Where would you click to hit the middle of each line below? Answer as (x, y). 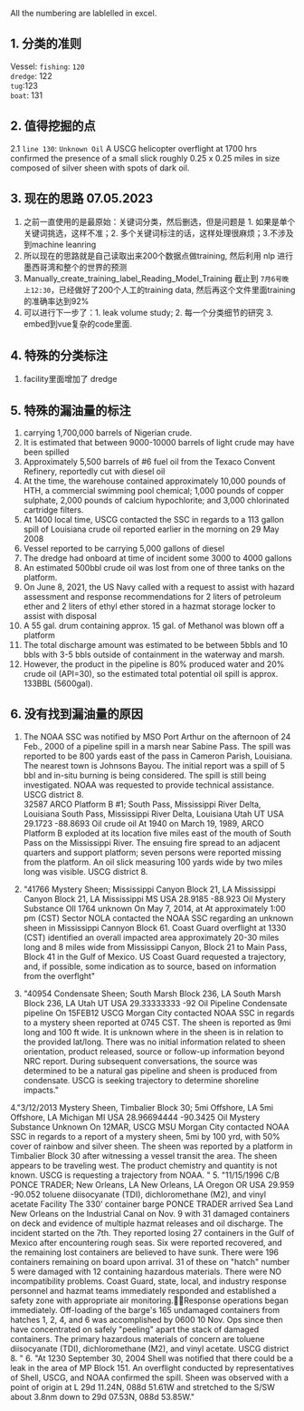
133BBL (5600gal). (58, 683)
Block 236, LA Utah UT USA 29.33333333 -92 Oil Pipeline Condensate (155, 1003)
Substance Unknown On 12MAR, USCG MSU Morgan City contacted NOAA (150, 1127)
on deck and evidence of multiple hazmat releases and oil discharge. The (147, 1223)
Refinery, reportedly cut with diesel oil (94, 472)
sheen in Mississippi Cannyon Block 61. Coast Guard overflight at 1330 (155, 927)
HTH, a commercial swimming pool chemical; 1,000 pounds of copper (153, 491)
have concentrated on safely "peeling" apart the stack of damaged (135, 1329)
